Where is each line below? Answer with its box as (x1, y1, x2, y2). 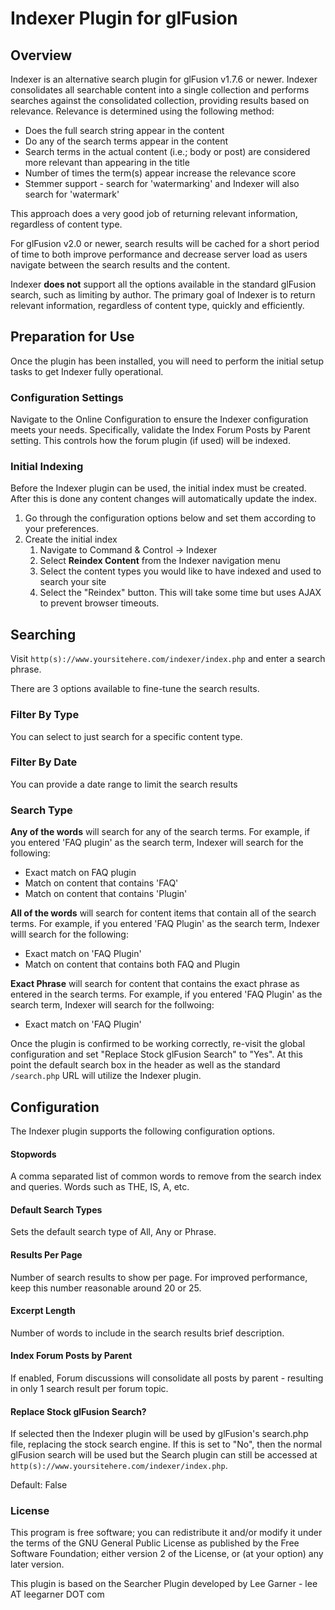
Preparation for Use (10, 328, 135, 346)
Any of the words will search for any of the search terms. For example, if (10, 826, 311, 838)
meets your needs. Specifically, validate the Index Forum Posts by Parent (10, 424, 311, 436)
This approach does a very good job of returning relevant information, (10, 208, 298, 219)
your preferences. (24, 523, 100, 535)
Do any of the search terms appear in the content (24, 135, 228, 147)
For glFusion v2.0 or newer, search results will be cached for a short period (10, 238, 320, 249)
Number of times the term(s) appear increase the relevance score (24, 167, 297, 179)
